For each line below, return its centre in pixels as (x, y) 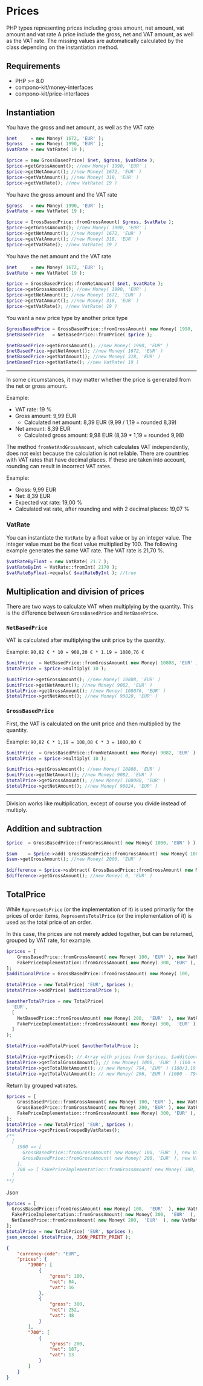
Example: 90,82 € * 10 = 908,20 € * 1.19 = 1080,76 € (75, 652)
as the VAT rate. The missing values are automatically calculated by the (95, 41)
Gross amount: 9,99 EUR (46, 416)
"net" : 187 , (64, 1349)
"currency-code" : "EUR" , (48, 1254)
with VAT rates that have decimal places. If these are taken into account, (96, 460)
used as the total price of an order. (49, 922)
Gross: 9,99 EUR (35, 490)
